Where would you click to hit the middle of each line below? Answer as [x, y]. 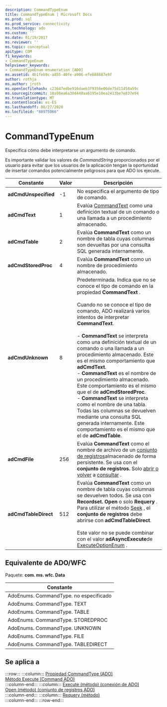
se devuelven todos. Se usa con [114, 495]
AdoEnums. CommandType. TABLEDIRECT [58, 644]
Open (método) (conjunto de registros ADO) [50, 690]
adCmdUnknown [28, 357]
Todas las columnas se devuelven [116, 410]
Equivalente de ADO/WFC [46, 563]
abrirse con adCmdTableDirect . [114, 520]
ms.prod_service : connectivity [38, 24]
